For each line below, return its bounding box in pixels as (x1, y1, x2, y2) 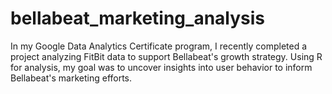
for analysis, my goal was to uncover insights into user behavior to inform (10, 61, 313, 73)
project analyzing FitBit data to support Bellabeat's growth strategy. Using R (10, 50, 323, 62)
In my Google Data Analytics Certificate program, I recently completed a (10, 40, 308, 52)
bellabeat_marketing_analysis (10, 7, 266, 30)
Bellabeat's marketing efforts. (10, 72, 133, 84)
